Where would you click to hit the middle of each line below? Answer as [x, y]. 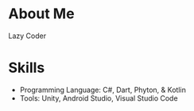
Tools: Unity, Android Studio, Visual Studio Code [99, 98]
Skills [27, 68]
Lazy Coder [27, 36]
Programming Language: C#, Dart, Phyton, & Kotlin [103, 90]
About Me [41, 14]
